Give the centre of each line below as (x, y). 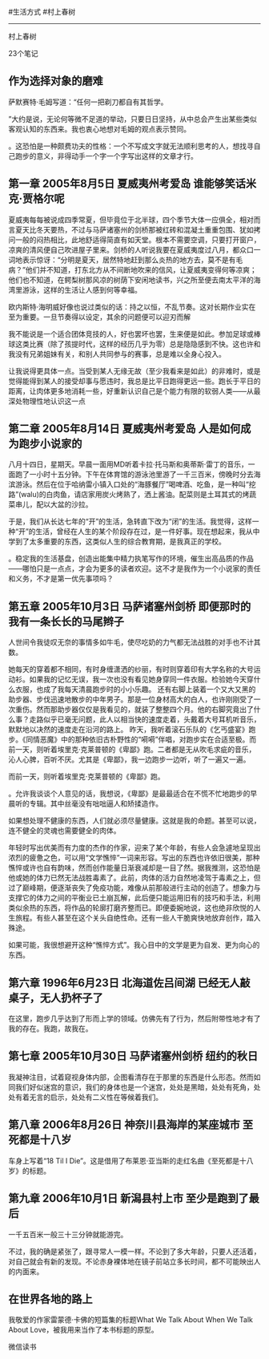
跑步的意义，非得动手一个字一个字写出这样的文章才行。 (106, 156)
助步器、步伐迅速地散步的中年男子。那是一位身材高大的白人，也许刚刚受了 (131, 699)
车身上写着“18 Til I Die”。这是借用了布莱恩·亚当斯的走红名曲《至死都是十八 (131, 1160)
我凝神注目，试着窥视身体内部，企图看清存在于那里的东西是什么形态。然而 (131, 1077)
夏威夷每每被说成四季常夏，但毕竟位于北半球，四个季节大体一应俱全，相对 (131, 220)
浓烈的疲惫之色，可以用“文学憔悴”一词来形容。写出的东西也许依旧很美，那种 (134, 858)
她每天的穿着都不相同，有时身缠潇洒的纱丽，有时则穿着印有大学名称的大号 (131, 669)
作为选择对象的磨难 (56, 81)
